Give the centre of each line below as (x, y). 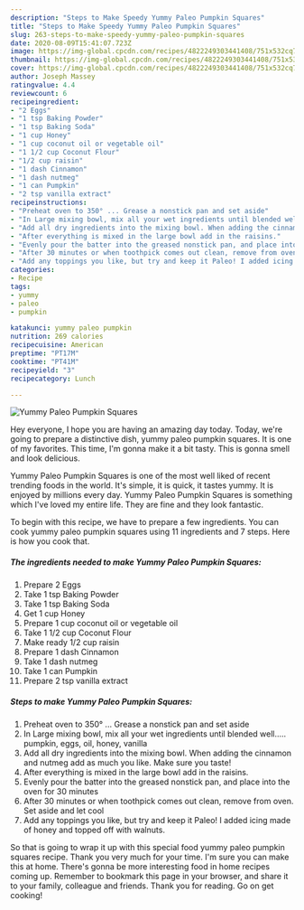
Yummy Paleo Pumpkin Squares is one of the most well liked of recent (140, 476)
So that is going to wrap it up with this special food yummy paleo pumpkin (147, 848)
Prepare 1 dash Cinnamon (71, 652)
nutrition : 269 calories (57, 337)
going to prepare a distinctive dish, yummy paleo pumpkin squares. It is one (151, 439)
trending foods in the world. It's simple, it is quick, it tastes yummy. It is (142, 485)
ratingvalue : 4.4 (43, 85)
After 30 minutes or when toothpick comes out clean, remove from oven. (158, 802)
